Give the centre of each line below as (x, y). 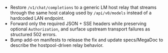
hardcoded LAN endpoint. (37, 18)
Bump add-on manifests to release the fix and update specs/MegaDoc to (87, 40)
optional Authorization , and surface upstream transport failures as (80, 29)
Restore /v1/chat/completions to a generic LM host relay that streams (83, 7)
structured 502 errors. (33, 34)
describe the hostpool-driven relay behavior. (57, 45)
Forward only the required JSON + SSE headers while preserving (78, 23)
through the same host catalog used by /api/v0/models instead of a (81, 13)
